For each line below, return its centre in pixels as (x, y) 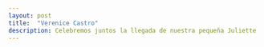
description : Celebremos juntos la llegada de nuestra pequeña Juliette (132, 30)
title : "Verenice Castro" (53, 23)
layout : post (30, 16)
